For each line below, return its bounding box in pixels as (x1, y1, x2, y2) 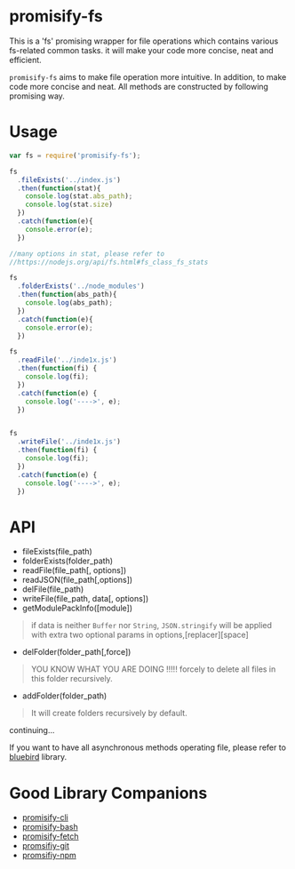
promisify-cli (21, 812, 68, 823)
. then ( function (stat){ (17, 184, 101, 193)
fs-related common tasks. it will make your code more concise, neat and (9, 44, 274, 55)
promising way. (9, 91, 65, 101)
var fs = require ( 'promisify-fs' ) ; (9, 151, 141, 160)
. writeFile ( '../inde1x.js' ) (17, 437, 122, 446)
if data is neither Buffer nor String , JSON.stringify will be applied (30, 620, 273, 631)
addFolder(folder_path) (21, 690, 108, 701)
